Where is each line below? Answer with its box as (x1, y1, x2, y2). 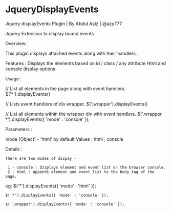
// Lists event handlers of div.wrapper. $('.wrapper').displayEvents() (5, 101, 148, 107)
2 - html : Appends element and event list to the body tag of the (7, 169, 155, 175)
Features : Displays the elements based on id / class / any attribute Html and (5, 60, 166, 66)
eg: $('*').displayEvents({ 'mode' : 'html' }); (5, 183, 96, 189)
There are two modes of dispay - (5, 156, 77, 161)
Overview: (5, 40, 27, 47)
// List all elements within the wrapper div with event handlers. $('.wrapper (5, 111, 162, 117)
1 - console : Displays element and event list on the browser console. (7, 165, 166, 170)
